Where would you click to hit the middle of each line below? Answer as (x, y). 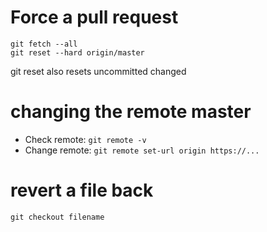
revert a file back (82, 190)
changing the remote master (131, 112)
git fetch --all (44, 44)
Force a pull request (94, 17)
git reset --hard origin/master (77, 52)
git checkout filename (57, 217)
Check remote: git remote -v (85, 139)
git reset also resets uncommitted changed (98, 71)
